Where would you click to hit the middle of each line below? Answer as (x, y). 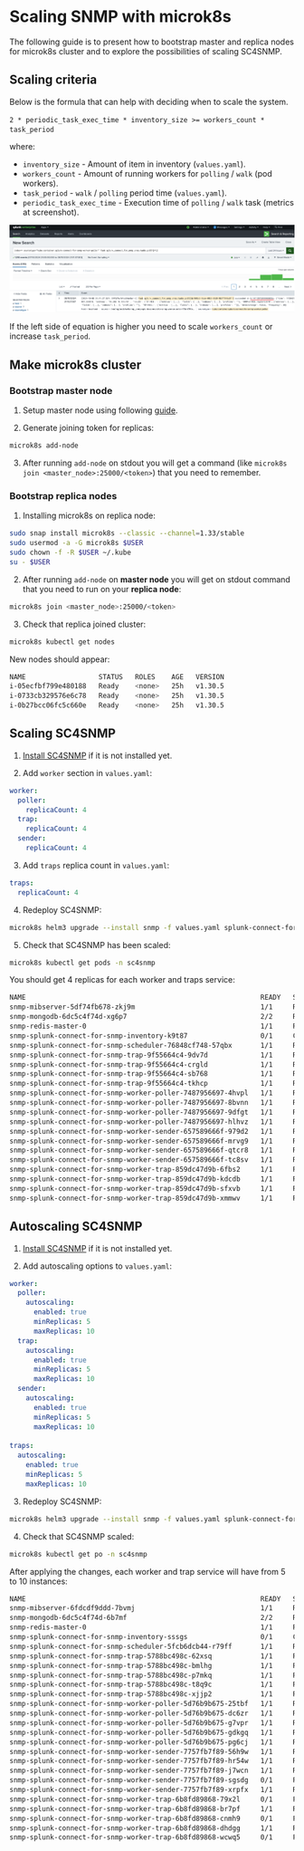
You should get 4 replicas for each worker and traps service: (122, 980)
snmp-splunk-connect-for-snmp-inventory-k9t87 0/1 (141, 1036)
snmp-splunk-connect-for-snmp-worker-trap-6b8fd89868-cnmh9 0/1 (141, 1818)
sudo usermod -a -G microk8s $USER (76, 543)
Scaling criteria (53, 80)
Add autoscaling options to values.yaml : (97, 1266)
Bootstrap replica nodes (63, 495)
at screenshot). (51, 212)
